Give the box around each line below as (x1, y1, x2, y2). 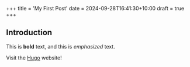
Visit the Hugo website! (6, 54, 63, 61)
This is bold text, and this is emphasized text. (6, 43, 115, 50)
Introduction (6, 28, 53, 38)
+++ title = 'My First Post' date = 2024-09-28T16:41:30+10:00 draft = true (6, 5, 185, 12)
